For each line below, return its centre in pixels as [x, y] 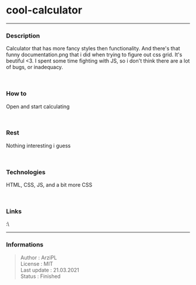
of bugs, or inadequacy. [34, 67]
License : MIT [37, 263]
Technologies [26, 172]
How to [16, 94]
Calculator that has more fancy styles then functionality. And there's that [93, 49]
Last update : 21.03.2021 [50, 270]
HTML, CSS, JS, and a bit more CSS [49, 185]
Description [23, 36]
